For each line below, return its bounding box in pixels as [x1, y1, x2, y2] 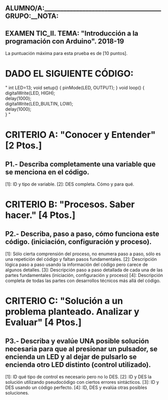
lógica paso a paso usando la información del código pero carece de [5, 262, 148, 268]
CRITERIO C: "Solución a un [5, 295, 123, 307]
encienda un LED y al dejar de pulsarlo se [5, 353, 137, 361]
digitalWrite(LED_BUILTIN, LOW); [5, 101, 73, 107]
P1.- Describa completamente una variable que [5, 160, 156, 168]
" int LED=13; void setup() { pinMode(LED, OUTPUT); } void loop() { [5, 85, 145, 91]
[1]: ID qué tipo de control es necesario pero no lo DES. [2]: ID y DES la [5, 374, 152, 380]
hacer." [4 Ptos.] [5, 209, 76, 221]
